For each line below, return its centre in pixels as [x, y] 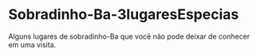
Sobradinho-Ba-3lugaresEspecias [124, 15]
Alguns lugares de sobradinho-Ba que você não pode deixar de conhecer [129, 36]
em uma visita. [32, 44]
